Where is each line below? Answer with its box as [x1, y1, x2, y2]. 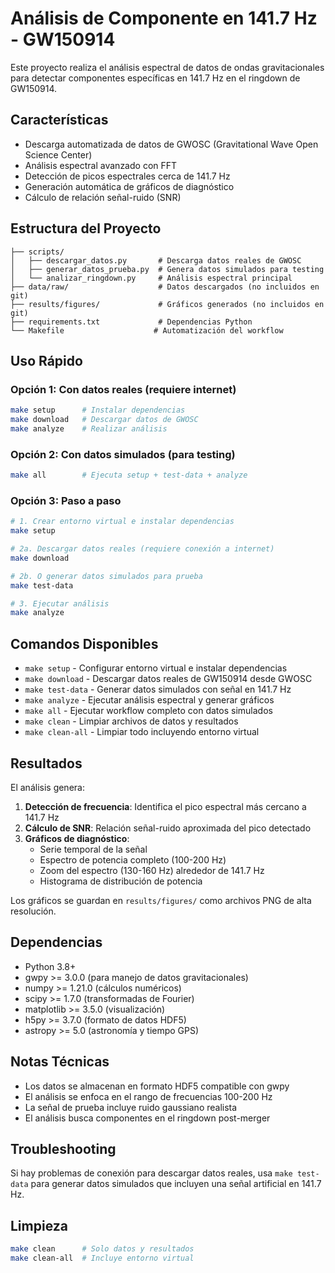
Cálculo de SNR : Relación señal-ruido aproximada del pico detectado [24, 822, 312, 834]
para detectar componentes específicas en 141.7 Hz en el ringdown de [10, 72, 301, 84]
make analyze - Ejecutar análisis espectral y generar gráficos [24, 694, 275, 706]
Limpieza [10, 1217, 68, 1234]
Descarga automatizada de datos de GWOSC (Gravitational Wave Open [24, 138, 319, 150]
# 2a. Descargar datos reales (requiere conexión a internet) [10, 544, 275, 554]
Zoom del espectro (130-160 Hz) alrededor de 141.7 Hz [39, 864, 265, 876]
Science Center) [24, 148, 93, 161]
